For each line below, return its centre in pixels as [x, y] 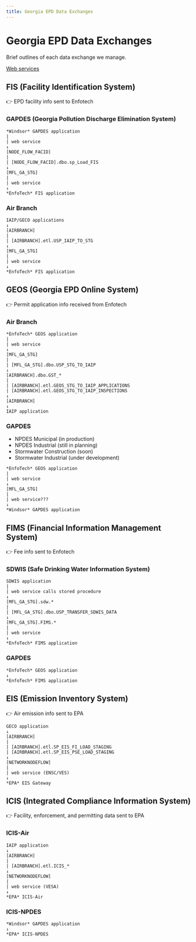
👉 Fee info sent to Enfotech [40, 552]
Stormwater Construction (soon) [54, 452]
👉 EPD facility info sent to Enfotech [50, 101]
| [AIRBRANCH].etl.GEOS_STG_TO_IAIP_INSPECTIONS [67, 391]
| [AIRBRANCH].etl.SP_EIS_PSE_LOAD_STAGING [60, 752]
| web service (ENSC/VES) [38, 773]
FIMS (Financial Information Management [84, 528]
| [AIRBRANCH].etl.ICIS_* [38, 866]
